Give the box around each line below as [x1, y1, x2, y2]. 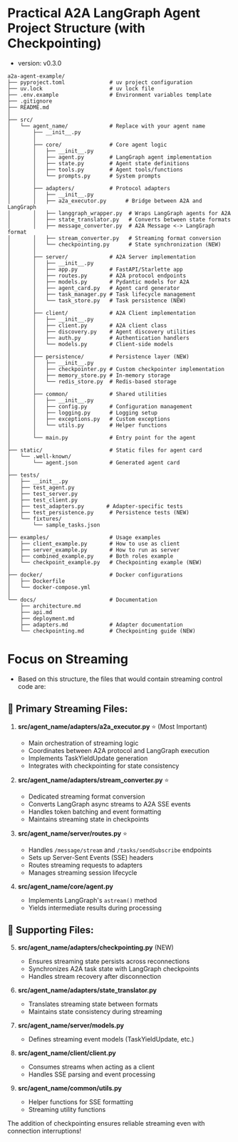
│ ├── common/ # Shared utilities [7, 390, 167, 398]
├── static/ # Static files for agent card [7, 447, 202, 454]
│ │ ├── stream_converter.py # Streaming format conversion [7, 234, 222, 242]
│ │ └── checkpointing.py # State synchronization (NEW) [7, 241, 222, 248]
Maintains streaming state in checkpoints [28, 814, 150, 824]
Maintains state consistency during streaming [28, 1007, 162, 1016]
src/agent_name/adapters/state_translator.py [17, 985, 157, 995]
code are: [17, 682, 46, 690]
